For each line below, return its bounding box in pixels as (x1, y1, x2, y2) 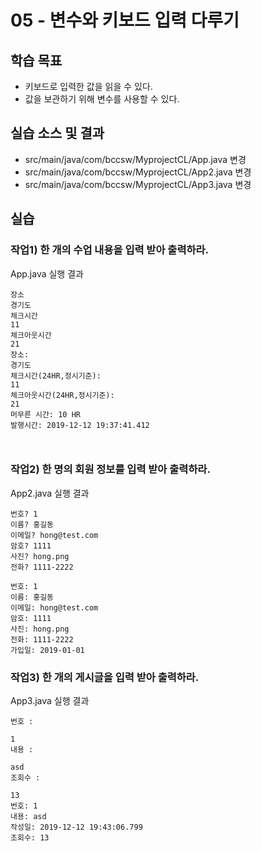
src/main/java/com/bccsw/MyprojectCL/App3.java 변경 (24, 178, 252, 190)
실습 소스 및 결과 (10, 125, 105, 142)
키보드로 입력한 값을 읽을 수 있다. (24, 81, 153, 92)
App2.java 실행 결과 (10, 487, 90, 499)
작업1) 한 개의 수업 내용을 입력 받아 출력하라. (10, 243, 210, 257)
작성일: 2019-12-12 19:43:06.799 (10, 822, 143, 833)
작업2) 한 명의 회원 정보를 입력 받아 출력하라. (10, 462, 211, 476)
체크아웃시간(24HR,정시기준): (10, 390, 115, 400)
